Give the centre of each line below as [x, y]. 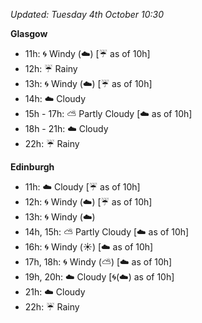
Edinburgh [32, 167]
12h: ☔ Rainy [51, 68]
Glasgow [29, 33]
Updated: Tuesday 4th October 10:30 [87, 14]
